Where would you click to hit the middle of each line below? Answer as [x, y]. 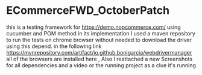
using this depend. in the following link [54, 46]
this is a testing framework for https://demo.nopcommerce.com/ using [93, 27]
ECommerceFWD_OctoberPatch [88, 10]
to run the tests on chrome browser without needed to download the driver [99, 40]
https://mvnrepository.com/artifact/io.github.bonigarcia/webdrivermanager [99, 52]
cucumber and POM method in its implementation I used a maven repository [101, 33]
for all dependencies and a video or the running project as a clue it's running [101, 65]
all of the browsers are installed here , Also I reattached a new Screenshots [99, 59]
